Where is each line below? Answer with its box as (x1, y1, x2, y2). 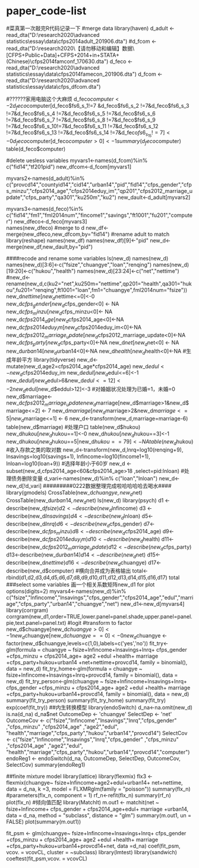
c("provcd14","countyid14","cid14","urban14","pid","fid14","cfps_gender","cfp (6, 181, 192, 188)
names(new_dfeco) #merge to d (6, 224, 85, 231)
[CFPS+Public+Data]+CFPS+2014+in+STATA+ (6, 51, 120, 58)
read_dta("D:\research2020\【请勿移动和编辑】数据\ (6, 45, 135, 52)
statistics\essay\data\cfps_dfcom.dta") (6, 83, 101, 90)
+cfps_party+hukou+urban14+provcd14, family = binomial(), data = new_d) (6, 690, 189, 698)
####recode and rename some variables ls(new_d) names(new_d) (6, 254, 169, 262)
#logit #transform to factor (67, 620, 132, 627)
